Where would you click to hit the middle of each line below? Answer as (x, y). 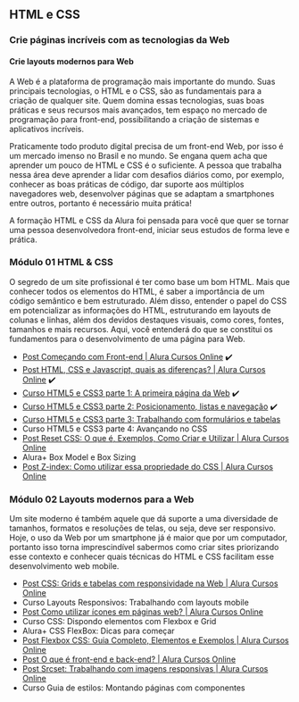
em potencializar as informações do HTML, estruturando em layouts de (140, 310)
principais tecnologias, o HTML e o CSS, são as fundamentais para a (135, 91)
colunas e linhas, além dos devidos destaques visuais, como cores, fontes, (147, 320)
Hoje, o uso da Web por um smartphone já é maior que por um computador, (149, 538)
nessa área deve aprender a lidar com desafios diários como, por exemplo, (147, 174)
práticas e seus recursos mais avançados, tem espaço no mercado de (138, 110)
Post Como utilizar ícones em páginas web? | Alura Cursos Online (143, 612)
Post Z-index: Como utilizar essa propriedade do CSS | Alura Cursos (148, 466)
